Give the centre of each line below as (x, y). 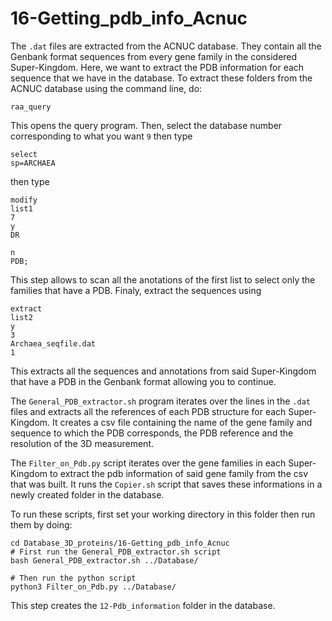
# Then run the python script (73, 578)
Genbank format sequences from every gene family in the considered (154, 56)
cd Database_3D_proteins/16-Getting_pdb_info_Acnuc (120, 543)
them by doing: (41, 524)
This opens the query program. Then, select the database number (146, 125)
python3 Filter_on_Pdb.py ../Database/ (93, 587)
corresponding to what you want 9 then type (101, 136)
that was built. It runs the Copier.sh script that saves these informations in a (166, 484)
